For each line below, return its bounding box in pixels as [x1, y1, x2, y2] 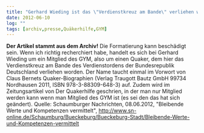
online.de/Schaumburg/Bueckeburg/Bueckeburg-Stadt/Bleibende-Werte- [6, 114, 190, 121]
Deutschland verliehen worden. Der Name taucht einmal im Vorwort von [6, 68, 186, 76]
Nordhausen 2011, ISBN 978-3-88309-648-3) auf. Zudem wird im [6, 81, 170, 89]
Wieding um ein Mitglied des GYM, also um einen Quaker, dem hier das [6, 55, 184, 63]
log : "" [6, 20, 26, 26]
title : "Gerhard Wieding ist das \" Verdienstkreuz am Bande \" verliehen [6, 9, 194, 15]
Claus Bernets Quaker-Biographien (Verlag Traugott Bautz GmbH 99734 [6, 75, 186, 82]
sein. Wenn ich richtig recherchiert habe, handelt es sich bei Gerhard [6, 49, 179, 56]
